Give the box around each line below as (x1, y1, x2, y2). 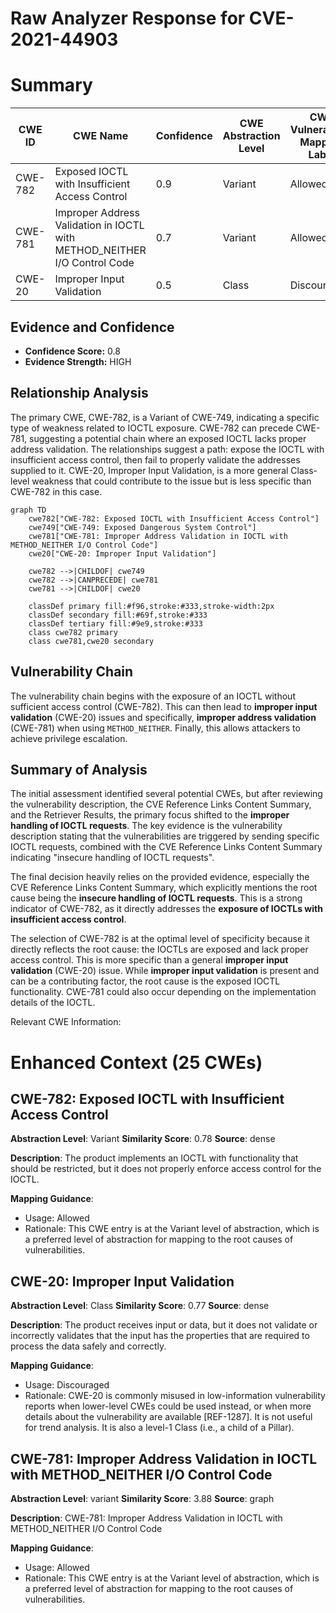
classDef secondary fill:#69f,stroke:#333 (28, 610, 208, 620)
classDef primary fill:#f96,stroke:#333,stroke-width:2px (28, 601, 275, 611)
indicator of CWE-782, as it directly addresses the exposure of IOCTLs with (10, 903, 323, 915)
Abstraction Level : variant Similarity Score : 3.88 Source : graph (10, 1493, 275, 1504)
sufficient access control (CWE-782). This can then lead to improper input (10, 700, 318, 712)
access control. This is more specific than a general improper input (10, 954, 289, 966)
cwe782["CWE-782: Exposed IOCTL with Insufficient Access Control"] (28, 513, 320, 524)
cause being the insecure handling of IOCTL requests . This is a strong (10, 892, 303, 904)
